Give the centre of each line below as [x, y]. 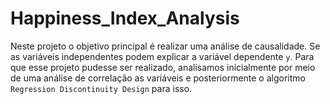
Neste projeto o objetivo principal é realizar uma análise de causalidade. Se [165, 46]
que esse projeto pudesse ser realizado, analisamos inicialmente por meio [163, 67]
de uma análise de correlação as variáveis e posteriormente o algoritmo [158, 78]
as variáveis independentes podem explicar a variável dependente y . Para [162, 56]
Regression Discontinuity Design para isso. [101, 88]
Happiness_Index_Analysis [125, 18]
